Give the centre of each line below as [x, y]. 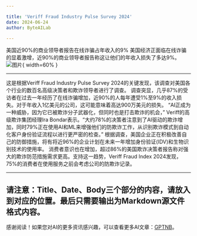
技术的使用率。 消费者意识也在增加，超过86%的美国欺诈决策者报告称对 [97, 149]
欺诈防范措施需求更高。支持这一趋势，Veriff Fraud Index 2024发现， [99, 157]
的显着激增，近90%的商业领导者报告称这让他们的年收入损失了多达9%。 [93, 58]
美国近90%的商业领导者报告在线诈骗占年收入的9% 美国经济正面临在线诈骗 [96, 50]
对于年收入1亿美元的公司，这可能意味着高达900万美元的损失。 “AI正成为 [103, 105]
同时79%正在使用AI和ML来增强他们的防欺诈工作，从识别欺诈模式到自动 [103, 127]
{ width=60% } [40, 65]
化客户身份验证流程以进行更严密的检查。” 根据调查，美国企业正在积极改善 [94, 134]
